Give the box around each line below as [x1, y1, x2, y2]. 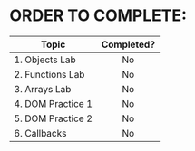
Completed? [101, 38, 156, 51]
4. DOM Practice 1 [14, 97, 93, 109]
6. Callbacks [14, 127, 67, 139]
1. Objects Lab [14, 53, 76, 66]
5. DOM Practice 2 [14, 112, 93, 125]
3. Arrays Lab [14, 82, 72, 95]
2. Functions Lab [14, 68, 85, 80]
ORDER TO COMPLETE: [9, 5, 188, 26]
